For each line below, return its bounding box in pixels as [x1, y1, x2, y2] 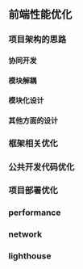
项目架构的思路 [8, 34, 67, 45]
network [8, 229, 43, 240]
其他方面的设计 [8, 116, 58, 125]
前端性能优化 [8, 7, 73, 22]
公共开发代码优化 [8, 161, 75, 172]
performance [8, 207, 61, 218]
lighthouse [8, 250, 52, 262]
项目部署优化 [8, 185, 59, 196]
